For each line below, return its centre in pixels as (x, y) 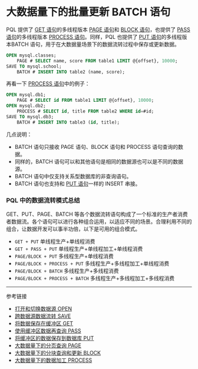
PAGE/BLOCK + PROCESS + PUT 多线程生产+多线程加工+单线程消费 (92, 263)
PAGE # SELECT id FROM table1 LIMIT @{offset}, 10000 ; (85, 101)
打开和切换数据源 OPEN (43, 308)
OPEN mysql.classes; (32, 55)
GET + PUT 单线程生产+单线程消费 (55, 241)
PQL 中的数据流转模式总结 (43, 200)
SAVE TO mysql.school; (34, 66)
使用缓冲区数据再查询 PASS (48, 331)
